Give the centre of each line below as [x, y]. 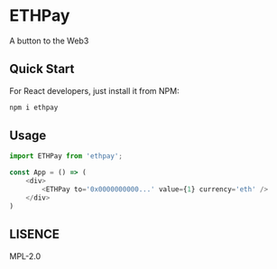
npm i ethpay [34, 107]
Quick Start [42, 69]
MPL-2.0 [25, 256]
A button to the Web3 [49, 41]
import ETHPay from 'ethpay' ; [66, 156]
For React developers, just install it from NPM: [94, 90]
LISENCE [35, 234]
